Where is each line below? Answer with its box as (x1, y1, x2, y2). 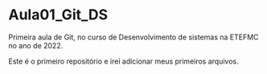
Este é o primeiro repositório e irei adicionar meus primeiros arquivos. (8, 56, 239, 66)
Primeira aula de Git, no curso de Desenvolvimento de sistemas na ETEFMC (8, 32, 259, 42)
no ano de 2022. (8, 40, 64, 50)
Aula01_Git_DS (8, 6, 109, 24)
